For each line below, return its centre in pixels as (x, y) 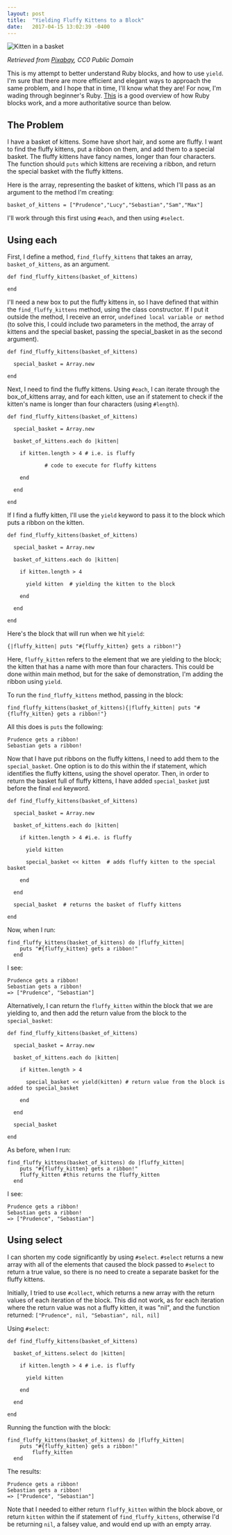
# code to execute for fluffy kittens (100, 466)
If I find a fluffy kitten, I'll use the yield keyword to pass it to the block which (116, 515)
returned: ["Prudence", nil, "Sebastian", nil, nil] (83, 1315)
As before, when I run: (39, 1150)
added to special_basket (43, 1088)
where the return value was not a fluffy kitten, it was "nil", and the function (114, 1307)
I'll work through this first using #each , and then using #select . (96, 218)
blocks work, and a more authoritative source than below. (89, 103)
